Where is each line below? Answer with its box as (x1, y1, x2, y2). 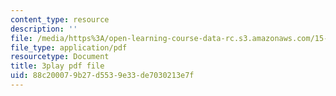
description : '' (10, 24, 78, 34)
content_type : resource (10, 14, 110, 25)
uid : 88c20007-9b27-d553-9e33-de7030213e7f (10, 71, 195, 81)
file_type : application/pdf (10, 42, 128, 53)
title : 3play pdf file (10, 61, 105, 71)
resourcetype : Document (10, 52, 110, 62)
